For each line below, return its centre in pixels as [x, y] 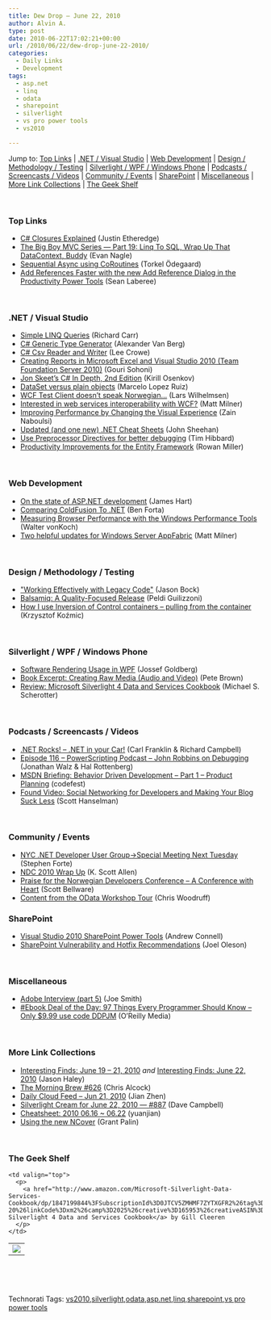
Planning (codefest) [53, 783]
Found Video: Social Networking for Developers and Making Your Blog [137, 792]
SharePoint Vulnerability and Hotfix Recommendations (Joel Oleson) [133, 945]
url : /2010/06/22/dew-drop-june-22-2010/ [79, 46]
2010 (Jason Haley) [52, 1079]
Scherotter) [39, 695]
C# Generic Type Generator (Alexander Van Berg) [102, 344]
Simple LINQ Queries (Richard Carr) [79, 335]
